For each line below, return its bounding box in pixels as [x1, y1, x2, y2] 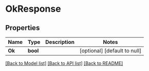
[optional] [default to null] [79, 47, 142, 54]
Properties [5, 23, 40, 32]
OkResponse [5, 3, 61, 15]
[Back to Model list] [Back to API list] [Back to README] [5, 60, 123, 66]
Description [45, 39, 74, 45]
